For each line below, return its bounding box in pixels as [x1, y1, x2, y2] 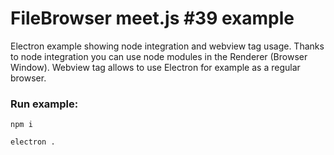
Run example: [10, 97, 79, 111]
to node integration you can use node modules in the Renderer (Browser [10, 50, 308, 62]
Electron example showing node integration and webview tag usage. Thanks [10, 40, 325, 52]
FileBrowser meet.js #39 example [10, 7, 295, 30]
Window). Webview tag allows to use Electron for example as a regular [10, 61, 301, 73]
